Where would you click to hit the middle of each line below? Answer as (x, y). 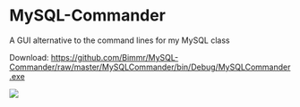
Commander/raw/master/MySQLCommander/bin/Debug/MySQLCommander (150, 67)
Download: (29, 57)
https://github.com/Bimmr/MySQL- (115, 57)
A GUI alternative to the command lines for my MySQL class (120, 40)
